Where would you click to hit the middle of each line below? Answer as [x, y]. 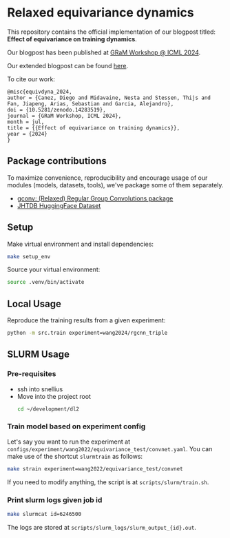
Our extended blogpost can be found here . [68, 65]
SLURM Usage [39, 354]
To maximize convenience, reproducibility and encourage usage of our [107, 178]
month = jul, [26, 122]
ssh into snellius [40, 389]
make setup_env [29, 256]
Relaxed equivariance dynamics [101, 13]
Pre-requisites [32, 374]
